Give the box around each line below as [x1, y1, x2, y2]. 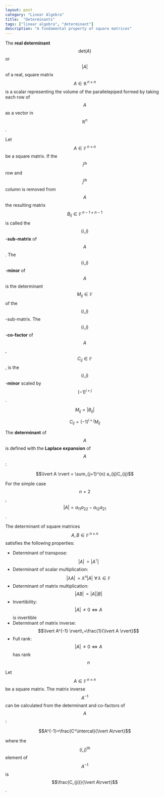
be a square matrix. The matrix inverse [5, 686, 86, 692]
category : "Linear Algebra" [5, 12, 65, 17]
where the [5, 738, 27, 744]
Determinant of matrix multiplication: [12, 583, 89, 589]
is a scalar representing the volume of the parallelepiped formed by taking [5, 88, 159, 95]
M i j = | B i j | [75, 407, 95, 414]
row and [5, 170, 23, 176]
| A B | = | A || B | [75, 591, 102, 597]
